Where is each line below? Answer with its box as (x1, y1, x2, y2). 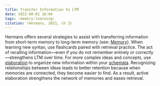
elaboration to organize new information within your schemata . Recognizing (5, 60, 156, 66)
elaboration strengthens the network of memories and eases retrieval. (5, 75, 144, 81)
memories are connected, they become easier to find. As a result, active (5, 70, 149, 76)
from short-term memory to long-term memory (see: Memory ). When (5, 39, 143, 45)
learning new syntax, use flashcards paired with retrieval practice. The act (5, 44, 153, 50)
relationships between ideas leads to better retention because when (5, 65, 141, 71)
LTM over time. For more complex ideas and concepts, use (34, 54, 151, 61)
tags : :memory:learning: (5, 16, 55, 21)
